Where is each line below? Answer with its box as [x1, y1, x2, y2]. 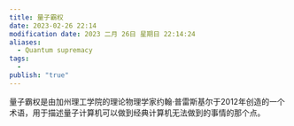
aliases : [9, 37, 42, 47]
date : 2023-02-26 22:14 [9, 21, 97, 30]
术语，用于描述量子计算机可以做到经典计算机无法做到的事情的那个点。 [9, 107, 266, 118]
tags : [9, 54, 29, 63]
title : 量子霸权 [9, 12, 64, 22]
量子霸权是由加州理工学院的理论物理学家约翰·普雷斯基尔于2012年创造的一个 [9, 96, 285, 106]
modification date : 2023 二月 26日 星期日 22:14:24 [9, 29, 197, 38]
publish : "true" [9, 71, 69, 80]
